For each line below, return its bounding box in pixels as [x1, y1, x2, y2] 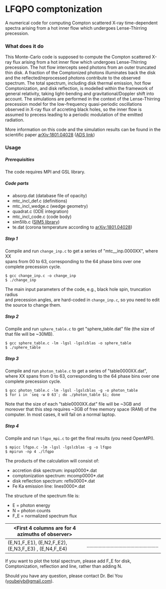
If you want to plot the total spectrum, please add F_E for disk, [5, 558, 131, 564]
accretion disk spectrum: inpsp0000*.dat [12, 467, 97, 473]
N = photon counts [12, 507, 51, 513]
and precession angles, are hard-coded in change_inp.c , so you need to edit [5, 297, 160, 303]
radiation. [5, 117, 25, 123]
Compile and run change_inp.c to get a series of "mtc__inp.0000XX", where [5, 248, 158, 254]
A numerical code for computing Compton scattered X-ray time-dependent [5, 20, 158, 26]
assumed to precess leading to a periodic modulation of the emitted [5, 112, 143, 118]
